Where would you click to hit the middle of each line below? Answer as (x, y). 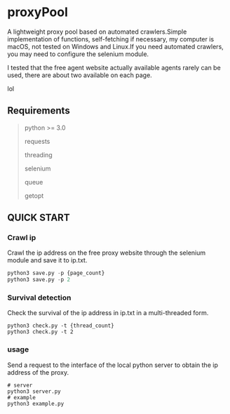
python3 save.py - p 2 (39, 280)
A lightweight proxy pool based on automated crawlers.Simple (97, 32)
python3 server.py (34, 391)
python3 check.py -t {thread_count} (61, 326)
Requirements (39, 111)
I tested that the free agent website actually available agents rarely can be (114, 67)
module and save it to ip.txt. (47, 260)
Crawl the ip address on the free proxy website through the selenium (107, 253)
